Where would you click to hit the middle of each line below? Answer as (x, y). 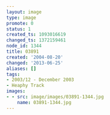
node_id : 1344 (24, 46)
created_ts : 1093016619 (36, 35)
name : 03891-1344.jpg (44, 102)
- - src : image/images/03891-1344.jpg (55, 97)
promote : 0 (20, 23)
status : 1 (19, 29)
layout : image (24, 12)
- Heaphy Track (25, 86)
